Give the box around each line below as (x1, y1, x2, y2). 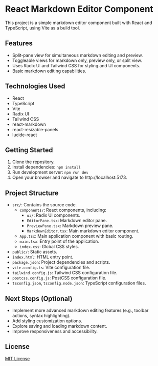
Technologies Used (5, 82, 65, 90)
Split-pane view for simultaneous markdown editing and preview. (12, 52, 143, 58)
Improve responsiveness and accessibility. (12, 328, 98, 334)
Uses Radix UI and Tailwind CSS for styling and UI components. (12, 62, 140, 68)
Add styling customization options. (12, 318, 82, 324)
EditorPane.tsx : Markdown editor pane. (26, 218, 107, 224)
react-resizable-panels (12, 126, 59, 132)
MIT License (5, 355, 30, 362)
